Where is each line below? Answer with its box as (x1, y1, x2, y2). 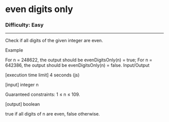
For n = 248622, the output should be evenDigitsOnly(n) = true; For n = (5, 57, 152, 63)
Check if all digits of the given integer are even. (5, 38, 103, 44)
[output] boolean (5, 101, 40, 107)
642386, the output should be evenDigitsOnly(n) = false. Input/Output (5, 62, 150, 68)
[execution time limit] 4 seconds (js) (5, 72, 80, 78)
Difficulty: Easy (5, 22, 44, 29)
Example (5, 47, 24, 53)
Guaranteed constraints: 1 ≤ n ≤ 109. (5, 91, 80, 97)
